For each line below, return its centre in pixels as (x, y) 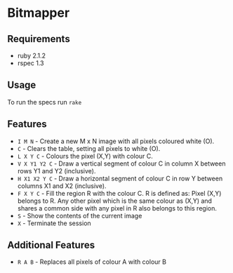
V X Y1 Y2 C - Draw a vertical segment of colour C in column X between (121, 164)
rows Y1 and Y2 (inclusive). (56, 171)
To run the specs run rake (45, 102)
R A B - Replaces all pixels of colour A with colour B (92, 262)
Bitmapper (39, 13)
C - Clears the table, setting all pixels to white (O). (89, 148)
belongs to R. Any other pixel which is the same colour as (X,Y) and (115, 201)
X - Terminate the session (54, 223)
